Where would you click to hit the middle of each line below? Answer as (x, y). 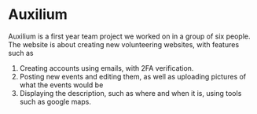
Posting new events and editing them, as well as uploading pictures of (133, 76)
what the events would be (61, 85)
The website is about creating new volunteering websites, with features (124, 44)
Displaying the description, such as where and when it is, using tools (130, 93)
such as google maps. (55, 101)
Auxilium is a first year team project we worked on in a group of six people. (129, 36)
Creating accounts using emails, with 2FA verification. (106, 68)
